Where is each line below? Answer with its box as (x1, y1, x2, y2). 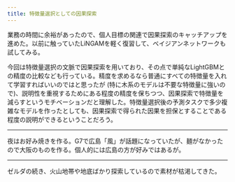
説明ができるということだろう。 (25, 115, 117, 123)
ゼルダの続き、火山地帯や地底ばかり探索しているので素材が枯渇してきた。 (7, 167, 222, 175)
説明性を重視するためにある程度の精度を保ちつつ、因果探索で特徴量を (22, 89, 224, 97)
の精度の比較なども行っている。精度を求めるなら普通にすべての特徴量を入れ (7, 71, 227, 80)
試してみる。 (7, 48, 44, 56)
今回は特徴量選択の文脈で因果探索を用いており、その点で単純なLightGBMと (7, 62, 225, 71)
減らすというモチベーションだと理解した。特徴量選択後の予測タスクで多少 (7, 97, 222, 106)
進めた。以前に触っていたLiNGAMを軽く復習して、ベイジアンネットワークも (7, 39, 226, 48)
